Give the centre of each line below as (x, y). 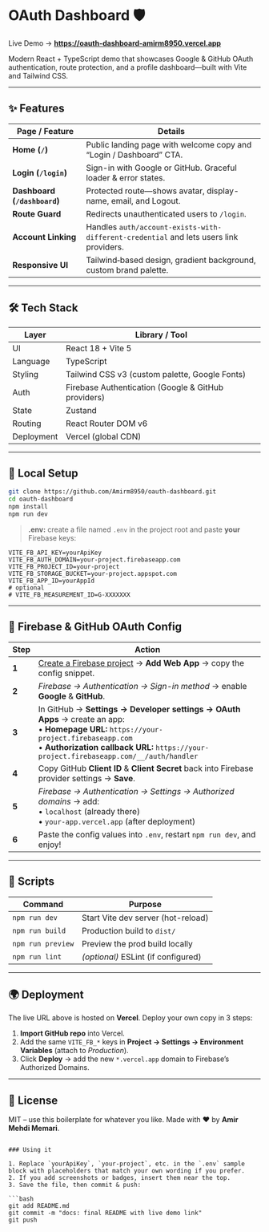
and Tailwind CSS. (38, 75)
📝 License (33, 1100)
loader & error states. (126, 177)
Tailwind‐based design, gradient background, (171, 260)
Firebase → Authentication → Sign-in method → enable (143, 686)
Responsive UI (40, 265)
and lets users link (204, 237)
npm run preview (43, 944)
